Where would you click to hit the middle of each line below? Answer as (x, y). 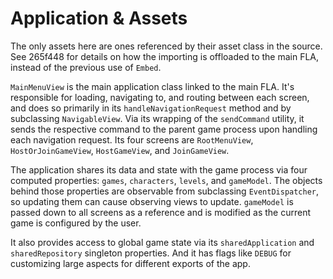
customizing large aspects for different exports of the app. (130, 263)
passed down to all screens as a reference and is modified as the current (160, 212)
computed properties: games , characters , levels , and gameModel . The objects (166, 180)
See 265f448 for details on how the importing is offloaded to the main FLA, (165, 56)
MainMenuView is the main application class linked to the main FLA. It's (152, 86)
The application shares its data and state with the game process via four (159, 169)
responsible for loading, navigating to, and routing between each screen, (160, 97)
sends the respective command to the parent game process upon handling (164, 129)
